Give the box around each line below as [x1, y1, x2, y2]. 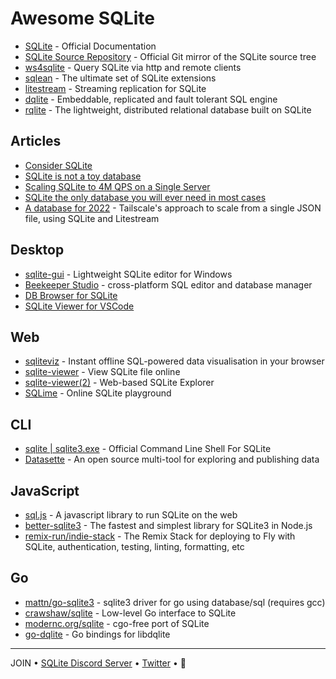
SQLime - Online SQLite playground [24, 387, 172, 399]
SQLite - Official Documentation [24, 40, 157, 52]
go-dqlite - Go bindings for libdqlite [24, 628, 171, 640]
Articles [10, 133, 62, 150]
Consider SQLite [24, 159, 93, 171]
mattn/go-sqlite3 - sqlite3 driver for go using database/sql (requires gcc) [24, 596, 326, 608]
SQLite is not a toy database [24, 170, 142, 182]
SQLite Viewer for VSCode [24, 300, 135, 312]
